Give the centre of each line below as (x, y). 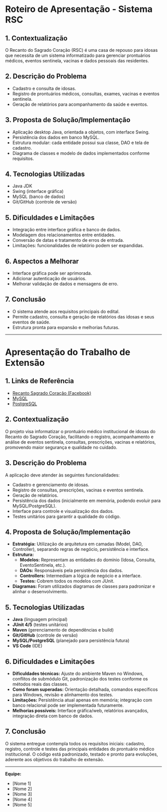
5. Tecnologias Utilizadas (45, 607)
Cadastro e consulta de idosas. (44, 88)
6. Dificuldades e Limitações (50, 661)
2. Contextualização (37, 419)
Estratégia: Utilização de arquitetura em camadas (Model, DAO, (78, 544)
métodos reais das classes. (40, 684)
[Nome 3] (22, 794)
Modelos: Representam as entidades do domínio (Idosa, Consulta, (87, 560)
